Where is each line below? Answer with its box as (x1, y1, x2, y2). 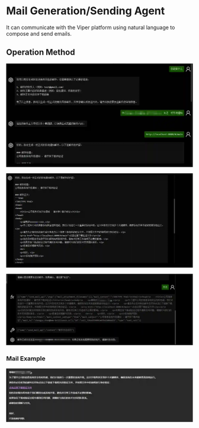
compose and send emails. (6, 30, 72, 37)
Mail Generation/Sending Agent (6, 4, 165, 18)
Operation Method (6, 47, 75, 58)
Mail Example (6, 354, 46, 363)
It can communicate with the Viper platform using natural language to (6, 24, 175, 31)
